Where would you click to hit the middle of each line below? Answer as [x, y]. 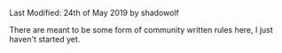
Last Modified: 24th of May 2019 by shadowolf [94, 13]
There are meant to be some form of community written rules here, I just [141, 30]
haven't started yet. [45, 39]
